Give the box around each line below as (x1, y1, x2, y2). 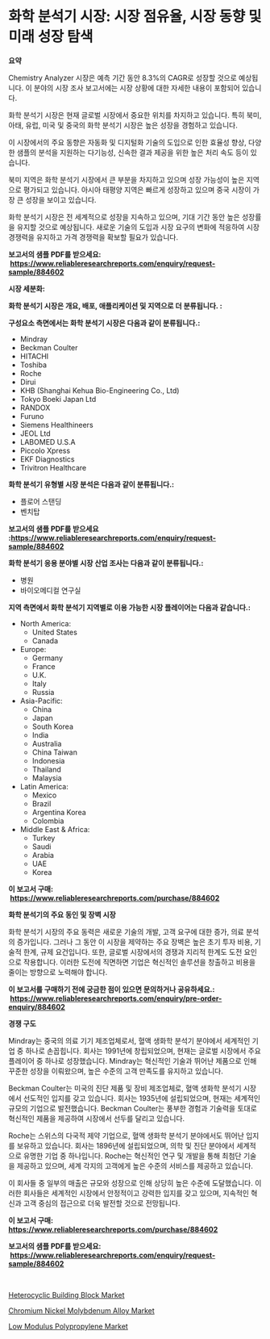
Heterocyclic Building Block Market (8, 1290, 125, 1299)
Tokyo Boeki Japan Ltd (19, 394, 97, 404)
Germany (31, 653, 63, 663)
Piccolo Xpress (19, 446, 71, 455)
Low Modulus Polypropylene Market (8, 1321, 129, 1331)
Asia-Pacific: (19, 696, 63, 705)
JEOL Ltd (19, 429, 51, 438)
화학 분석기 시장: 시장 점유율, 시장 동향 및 (8, 7, 262, 26)
